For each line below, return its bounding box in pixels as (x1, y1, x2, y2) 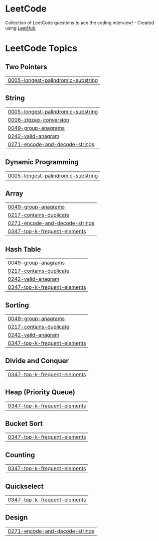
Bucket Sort (5, 419, 43, 428)
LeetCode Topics (5, 43, 78, 54)
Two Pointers (5, 62, 48, 71)
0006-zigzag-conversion (8, 116, 69, 123)
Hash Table (5, 245, 41, 254)
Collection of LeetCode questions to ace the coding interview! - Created (5, 20, 154, 26)
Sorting (5, 301, 29, 309)
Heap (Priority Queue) (5, 388, 75, 397)
